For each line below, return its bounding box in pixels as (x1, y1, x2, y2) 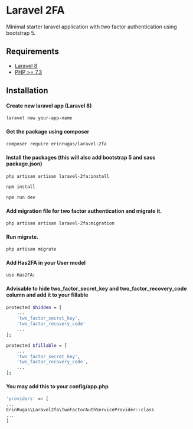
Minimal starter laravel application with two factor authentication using (6, 23, 177, 30)
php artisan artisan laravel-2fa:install (6, 173, 110, 179)
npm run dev (6, 194, 35, 201)
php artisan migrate (6, 246, 57, 252)
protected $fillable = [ (6, 342, 67, 349)
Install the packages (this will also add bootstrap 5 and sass (6, 154, 156, 161)
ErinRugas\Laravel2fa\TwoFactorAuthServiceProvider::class (6, 407, 155, 413)
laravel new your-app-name (6, 115, 73, 121)
